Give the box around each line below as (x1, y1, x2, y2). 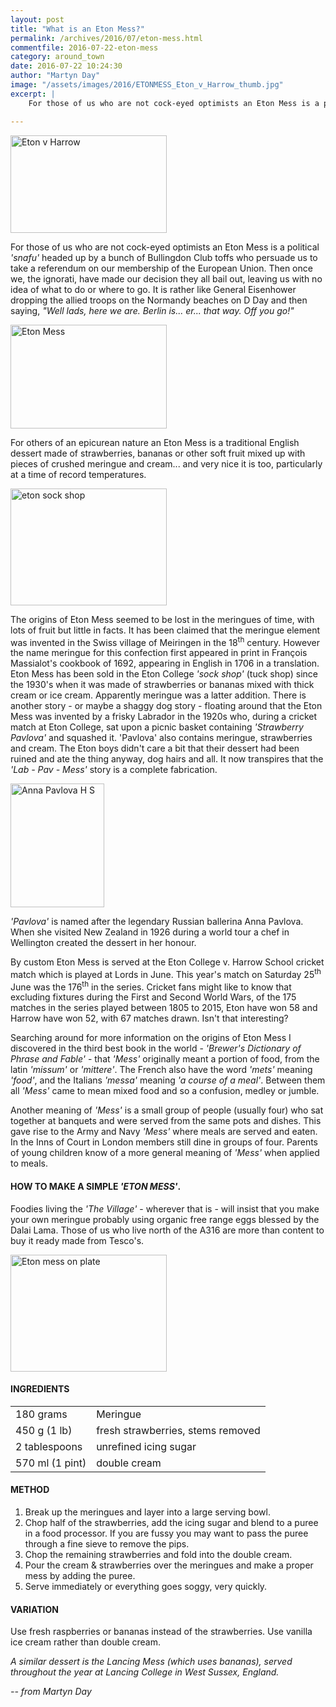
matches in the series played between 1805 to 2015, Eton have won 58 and (10, 1002, 318, 1014)
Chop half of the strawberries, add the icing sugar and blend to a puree (24, 1517, 319, 1529)
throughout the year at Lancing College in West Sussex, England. (10, 1666, 280, 1678)
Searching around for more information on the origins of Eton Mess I (10, 1032, 292, 1044)
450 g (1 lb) (15, 1423, 73, 1437)
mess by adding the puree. (24, 1570, 136, 1582)
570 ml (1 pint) (15, 1456, 87, 1470)
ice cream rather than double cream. (10, 1636, 161, 1648)
